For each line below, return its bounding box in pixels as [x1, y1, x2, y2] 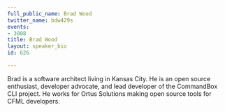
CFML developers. [7, 97, 61, 105]
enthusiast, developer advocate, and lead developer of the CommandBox [7, 82, 218, 90]
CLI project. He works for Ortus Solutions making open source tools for [7, 89, 212, 98]
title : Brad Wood [7, 36, 58, 43]
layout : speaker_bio [7, 43, 68, 50]
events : [7, 23, 30, 30]
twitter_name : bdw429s [7, 17, 73, 24]
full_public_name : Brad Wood [7, 10, 92, 17]
